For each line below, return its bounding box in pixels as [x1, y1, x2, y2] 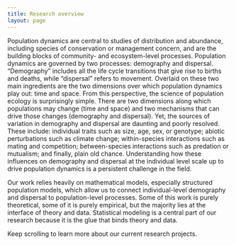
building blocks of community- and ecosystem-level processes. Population [7, 51, 226, 60]
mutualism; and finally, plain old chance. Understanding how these [7, 149, 202, 158]
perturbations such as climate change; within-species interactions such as [7, 134, 225, 142]
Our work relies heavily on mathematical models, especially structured [7, 178, 213, 186]
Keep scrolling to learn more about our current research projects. [7, 229, 197, 238]
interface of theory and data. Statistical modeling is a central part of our [7, 208, 217, 217]
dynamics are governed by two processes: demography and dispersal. [7, 59, 214, 67]
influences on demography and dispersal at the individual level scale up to [7, 156, 225, 165]
